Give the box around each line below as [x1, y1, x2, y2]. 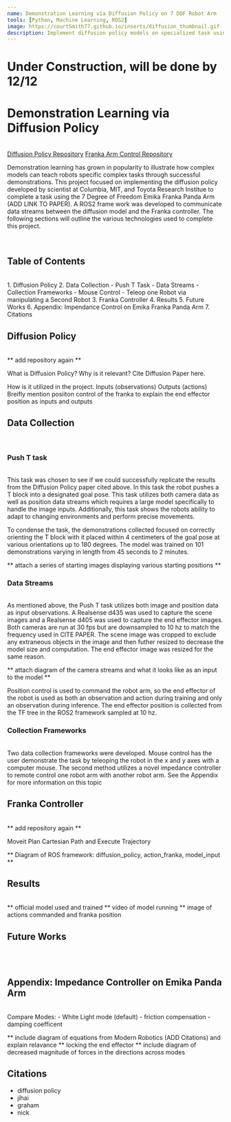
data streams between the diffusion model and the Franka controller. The [7, 208, 214, 216]
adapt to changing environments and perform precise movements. [7, 512, 195, 521]
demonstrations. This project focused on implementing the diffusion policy [7, 178, 218, 186]
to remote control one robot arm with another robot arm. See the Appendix [7, 770, 219, 779]
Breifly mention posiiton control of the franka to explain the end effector [7, 390, 210, 398]
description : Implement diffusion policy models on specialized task [7, 29, 211, 37]
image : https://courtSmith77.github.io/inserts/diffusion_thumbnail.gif [7, 23, 220, 30]
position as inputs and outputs [7, 397, 93, 405]
